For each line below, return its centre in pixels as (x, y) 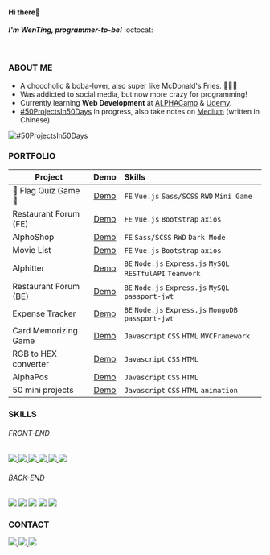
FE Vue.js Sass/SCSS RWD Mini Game (188, 196)
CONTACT (29, 524)
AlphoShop (33, 237)
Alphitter (29, 268)
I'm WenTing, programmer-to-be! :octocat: (81, 30)
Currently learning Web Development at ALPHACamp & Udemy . (126, 102)
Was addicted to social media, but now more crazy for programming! (133, 94)
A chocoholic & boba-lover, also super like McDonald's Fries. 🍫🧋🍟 (129, 85)
